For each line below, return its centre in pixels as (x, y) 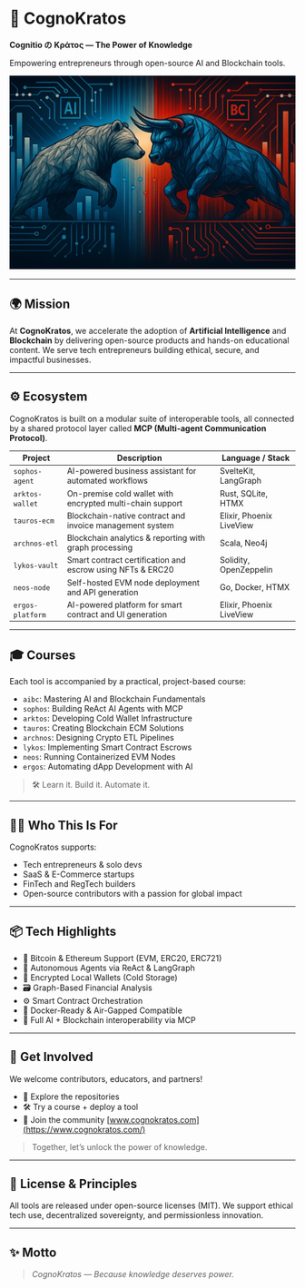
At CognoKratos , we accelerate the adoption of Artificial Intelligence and (148, 330)
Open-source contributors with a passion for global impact (132, 894)
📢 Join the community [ (66, 1119)
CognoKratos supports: (53, 847)
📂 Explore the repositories (71, 1096)
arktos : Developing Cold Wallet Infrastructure (107, 718)
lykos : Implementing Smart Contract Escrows (107, 747)
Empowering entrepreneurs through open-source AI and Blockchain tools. (148, 63)
